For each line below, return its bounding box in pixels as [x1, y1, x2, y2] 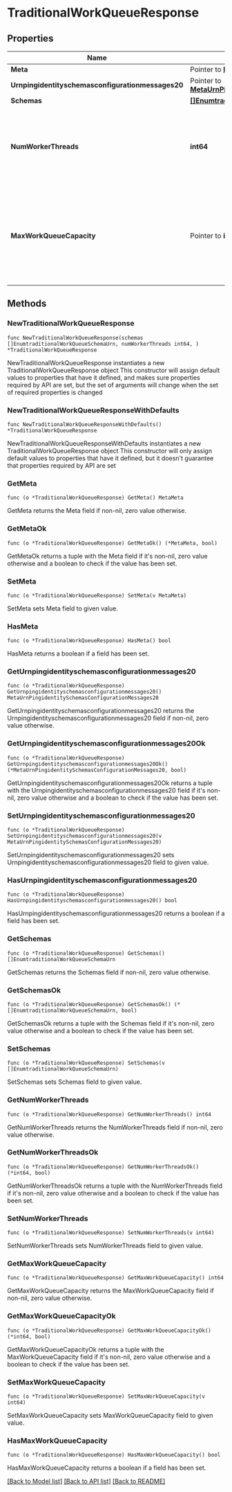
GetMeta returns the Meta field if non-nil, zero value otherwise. [7, 507, 187, 515]
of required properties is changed [7, 388, 103, 396]
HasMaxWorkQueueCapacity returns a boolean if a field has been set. [7, 1464, 206, 1472]
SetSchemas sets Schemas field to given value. [7, 1078, 142, 1086]
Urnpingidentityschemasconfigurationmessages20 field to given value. [7, 858, 209, 867]
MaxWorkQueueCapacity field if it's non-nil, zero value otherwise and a [7, 1353, 211, 1361]
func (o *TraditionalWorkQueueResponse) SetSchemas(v [7, 1060, 166, 1067]
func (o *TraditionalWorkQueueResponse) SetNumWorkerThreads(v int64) [7, 1229, 215, 1236]
